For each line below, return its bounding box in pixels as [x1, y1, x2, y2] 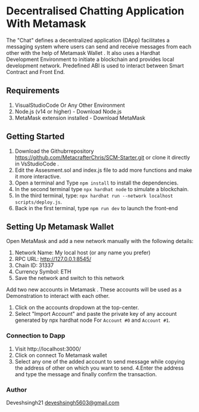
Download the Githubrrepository [14, 147, 94, 155]
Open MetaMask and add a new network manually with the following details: [6, 238, 194, 245]
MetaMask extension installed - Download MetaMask [14, 114, 146, 121]
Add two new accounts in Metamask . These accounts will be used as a [6, 286, 182, 293]
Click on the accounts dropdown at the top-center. [14, 304, 139, 311]
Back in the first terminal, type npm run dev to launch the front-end [14, 204, 178, 211]
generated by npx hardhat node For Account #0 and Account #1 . [14, 316, 171, 324]
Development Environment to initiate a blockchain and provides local [6, 56, 175, 63]
